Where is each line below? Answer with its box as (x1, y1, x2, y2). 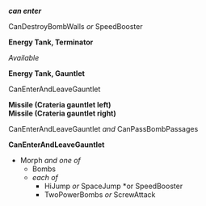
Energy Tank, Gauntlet (8, 69, 85, 78)
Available (8, 53, 40, 62)
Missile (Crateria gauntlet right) (8, 108, 117, 118)
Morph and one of (19, 156, 81, 165)
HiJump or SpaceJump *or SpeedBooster (44, 181, 183, 191)
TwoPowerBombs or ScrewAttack (44, 190, 156, 200)
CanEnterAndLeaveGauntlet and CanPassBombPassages (8, 124, 199, 133)
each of (32, 173, 59, 182)
